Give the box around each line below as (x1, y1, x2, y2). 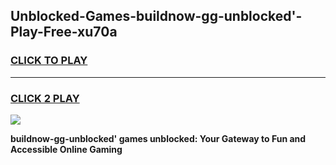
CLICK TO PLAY (10, 54, 88, 68)
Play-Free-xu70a (10, 24, 118, 41)
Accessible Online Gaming (10, 143, 123, 155)
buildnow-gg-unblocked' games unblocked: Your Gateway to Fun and (10, 132, 307, 144)
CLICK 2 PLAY (10, 91, 80, 105)
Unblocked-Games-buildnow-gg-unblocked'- (10, 8, 303, 25)
